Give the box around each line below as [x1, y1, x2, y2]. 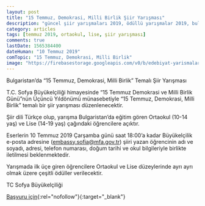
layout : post [6, 9, 40, 15]
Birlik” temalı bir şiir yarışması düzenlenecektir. [6, 101, 124, 108]
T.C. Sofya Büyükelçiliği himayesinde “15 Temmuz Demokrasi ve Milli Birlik [6, 88, 193, 96]
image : [6, 60, 23, 66]
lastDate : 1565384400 [6, 43, 62, 49]
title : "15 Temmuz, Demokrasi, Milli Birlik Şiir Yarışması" [6, 15, 165, 21]
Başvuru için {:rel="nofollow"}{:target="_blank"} [6, 193, 126, 200]
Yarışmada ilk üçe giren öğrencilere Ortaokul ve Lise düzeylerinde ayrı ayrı [6, 163, 193, 170]
